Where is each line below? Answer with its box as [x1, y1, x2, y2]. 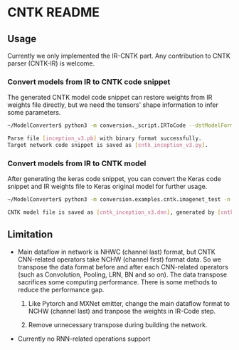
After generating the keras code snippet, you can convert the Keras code [7, 175, 222, 183]
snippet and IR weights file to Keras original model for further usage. [7, 182, 208, 191]
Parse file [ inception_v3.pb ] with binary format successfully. [7, 135, 202, 143]
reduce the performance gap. [17, 285, 105, 294]
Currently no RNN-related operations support [17, 334, 151, 343]
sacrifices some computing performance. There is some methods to [17, 277, 218, 286]
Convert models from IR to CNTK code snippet [7, 76, 171, 86]
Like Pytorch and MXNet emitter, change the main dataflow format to [28, 299, 230, 307]
